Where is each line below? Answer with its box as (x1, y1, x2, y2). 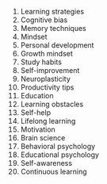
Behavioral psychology (20, 142, 96, 151)
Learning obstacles (20, 99, 84, 109)
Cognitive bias (20, 15, 68, 25)
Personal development (20, 40, 94, 50)
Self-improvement (20, 66, 80, 75)
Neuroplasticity (20, 75, 71, 83)
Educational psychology (20, 150, 100, 159)
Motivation (20, 125, 56, 134)
